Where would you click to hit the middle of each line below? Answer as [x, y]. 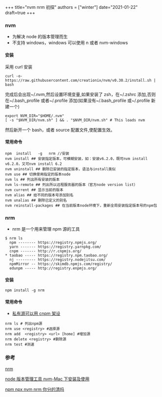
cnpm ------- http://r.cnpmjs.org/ [46, 251]
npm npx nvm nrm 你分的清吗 [35, 389]
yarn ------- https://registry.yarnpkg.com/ [55, 247]
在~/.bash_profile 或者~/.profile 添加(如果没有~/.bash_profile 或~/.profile [78, 100]
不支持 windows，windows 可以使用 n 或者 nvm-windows [70, 43]
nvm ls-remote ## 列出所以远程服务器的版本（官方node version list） [71, 185]
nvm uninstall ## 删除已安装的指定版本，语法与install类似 [61, 169]
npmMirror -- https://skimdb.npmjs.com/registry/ [61, 264]
